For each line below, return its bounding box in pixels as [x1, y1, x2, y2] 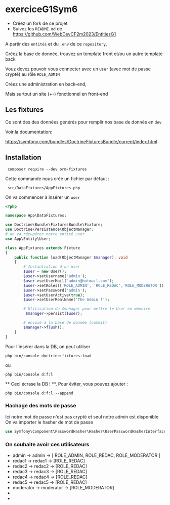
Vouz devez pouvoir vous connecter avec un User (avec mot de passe [5, 66, 151, 72]
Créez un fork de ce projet [12, 20, 68, 26]
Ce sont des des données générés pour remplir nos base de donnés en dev [5, 119, 162, 125]
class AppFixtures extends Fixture [5, 245, 80, 250]
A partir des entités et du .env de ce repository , [5, 40, 107, 47]
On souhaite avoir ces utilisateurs [5, 441, 90, 448]
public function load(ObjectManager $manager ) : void [14, 255, 128, 260]
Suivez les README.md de [12, 25, 62, 31]
